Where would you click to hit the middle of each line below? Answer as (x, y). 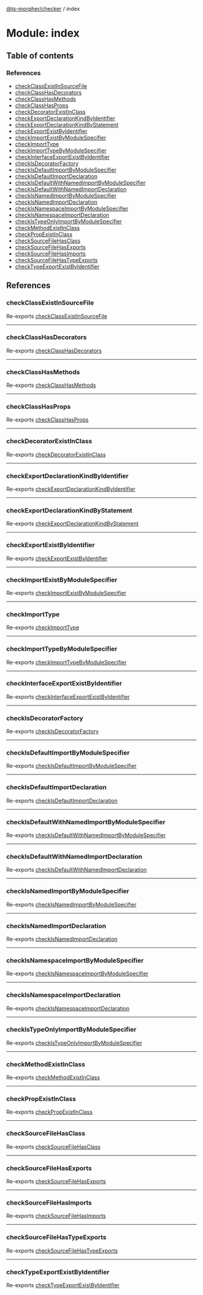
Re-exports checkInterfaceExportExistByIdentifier (68, 696)
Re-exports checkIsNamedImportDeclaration (62, 939)
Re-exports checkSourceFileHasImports (56, 1216)
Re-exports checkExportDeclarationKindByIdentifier (71, 489)
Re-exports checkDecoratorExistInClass (56, 454)
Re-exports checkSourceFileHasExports (56, 1181)
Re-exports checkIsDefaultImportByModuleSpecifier (72, 766)
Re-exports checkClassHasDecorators (54, 351)
